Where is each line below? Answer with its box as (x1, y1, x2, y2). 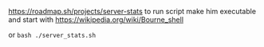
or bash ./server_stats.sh (8, 31, 97, 39)
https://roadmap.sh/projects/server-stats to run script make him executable (8, 7, 257, 16)
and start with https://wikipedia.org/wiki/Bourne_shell (8, 15, 184, 24)
